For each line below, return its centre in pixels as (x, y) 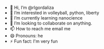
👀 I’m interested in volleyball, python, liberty (54, 13)
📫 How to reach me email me (40, 29)
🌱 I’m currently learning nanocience (46, 18)
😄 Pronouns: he (26, 36)
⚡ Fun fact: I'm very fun (34, 41)
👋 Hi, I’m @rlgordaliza (32, 8)
